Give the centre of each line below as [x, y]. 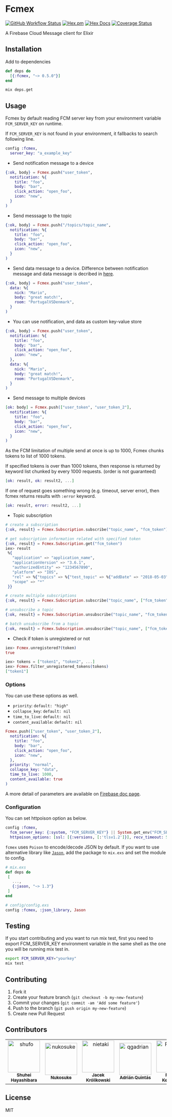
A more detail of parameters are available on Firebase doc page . [73, 794]
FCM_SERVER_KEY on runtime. [34, 124]
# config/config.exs [27, 905]
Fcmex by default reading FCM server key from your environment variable [83, 118]
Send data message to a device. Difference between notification [80, 268]
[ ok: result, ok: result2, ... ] [40, 481]
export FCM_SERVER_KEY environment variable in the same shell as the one [86, 944]
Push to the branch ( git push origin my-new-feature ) [69, 1008]
